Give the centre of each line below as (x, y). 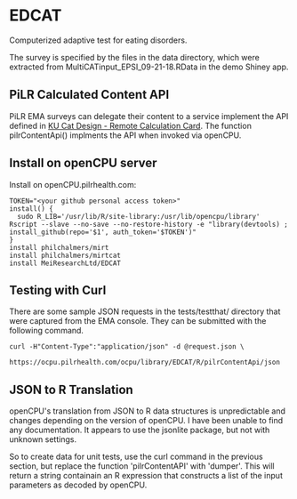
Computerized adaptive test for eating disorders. (98, 40)
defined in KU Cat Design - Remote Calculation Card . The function (130, 125)
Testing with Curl (58, 290)
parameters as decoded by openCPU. (78, 485)
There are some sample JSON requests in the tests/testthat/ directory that (145, 311)
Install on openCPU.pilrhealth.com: (73, 184)
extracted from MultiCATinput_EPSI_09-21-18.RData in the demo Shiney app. (149, 67)
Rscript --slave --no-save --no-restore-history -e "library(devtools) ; (149, 224)
